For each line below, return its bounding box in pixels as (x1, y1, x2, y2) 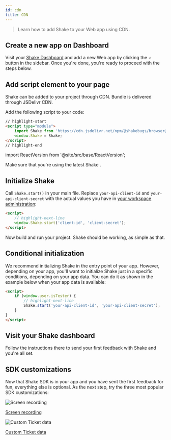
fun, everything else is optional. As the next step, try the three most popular (5, 384, 164, 390)
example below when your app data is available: (5, 279, 106, 285)
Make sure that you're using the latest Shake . (5, 162, 101, 168)
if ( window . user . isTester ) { (14, 294, 76, 299)
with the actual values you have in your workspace (45, 195, 152, 202)
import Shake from (14, 128, 53, 133)
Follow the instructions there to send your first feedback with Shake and (5, 345, 156, 351)
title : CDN (5, 12, 28, 17)
